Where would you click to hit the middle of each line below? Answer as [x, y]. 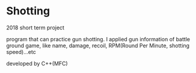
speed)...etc [21, 51]
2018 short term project [35, 28]
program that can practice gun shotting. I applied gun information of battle [98, 39]
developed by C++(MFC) [37, 63]
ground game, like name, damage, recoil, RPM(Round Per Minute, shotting [98, 45]
